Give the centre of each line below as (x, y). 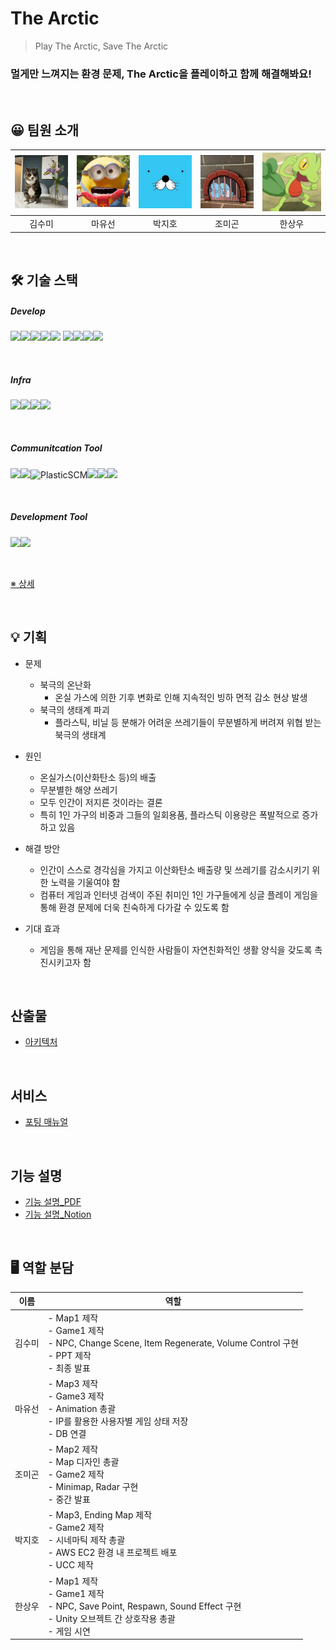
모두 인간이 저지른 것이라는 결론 (101, 802)
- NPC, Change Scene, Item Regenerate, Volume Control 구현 (173, 1343)
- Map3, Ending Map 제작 (100, 1515)
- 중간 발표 (69, 1499)
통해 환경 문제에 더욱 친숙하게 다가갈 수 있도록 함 (134, 907)
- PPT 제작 (69, 1355)
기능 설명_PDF (53, 1202)
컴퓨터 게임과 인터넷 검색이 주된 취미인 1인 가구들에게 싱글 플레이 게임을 (178, 894)
